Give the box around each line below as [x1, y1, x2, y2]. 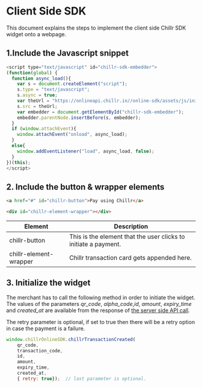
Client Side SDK [6, 4, 87, 18]
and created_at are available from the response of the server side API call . [6, 307, 191, 314]
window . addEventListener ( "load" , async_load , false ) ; [17, 148, 155, 154]
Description [114, 222, 148, 231]
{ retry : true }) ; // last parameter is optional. [17, 375, 147, 381]
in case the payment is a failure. [6, 325, 85, 332]
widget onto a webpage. [6, 30, 67, 37]
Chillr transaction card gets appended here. [69, 253, 192, 262]
